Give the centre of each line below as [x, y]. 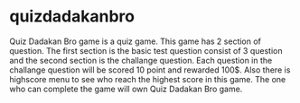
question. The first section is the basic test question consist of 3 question [146, 50]
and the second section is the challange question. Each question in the [141, 60]
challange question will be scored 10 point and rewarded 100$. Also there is [150, 70]
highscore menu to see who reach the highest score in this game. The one [148, 79]
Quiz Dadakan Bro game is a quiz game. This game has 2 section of [136, 41]
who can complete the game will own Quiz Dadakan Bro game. [126, 89]
